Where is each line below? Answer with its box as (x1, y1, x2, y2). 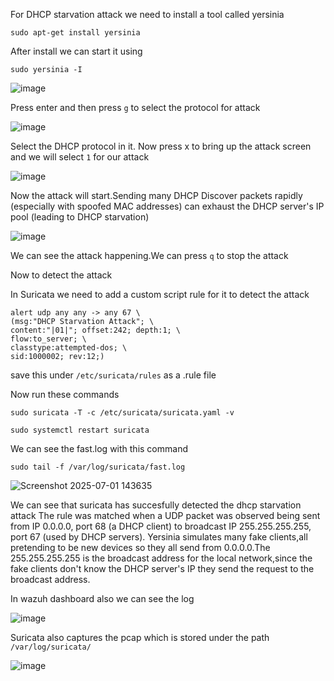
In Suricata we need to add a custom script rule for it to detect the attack (10, 289, 310, 300)
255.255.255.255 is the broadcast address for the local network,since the (10, 552, 313, 564)
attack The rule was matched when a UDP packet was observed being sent (10, 510, 321, 521)
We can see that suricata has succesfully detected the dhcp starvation (10, 499, 302, 511)
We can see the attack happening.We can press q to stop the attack (10, 250, 289, 261)
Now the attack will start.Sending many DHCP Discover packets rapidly (10, 190, 303, 201)
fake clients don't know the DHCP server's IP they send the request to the (10, 563, 315, 574)
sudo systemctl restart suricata (10, 425, 150, 435)
